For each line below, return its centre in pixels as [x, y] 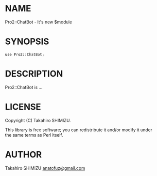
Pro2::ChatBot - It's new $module [39, 22]
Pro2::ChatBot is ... [24, 87]
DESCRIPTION [34, 74]
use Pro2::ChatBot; [25, 54]
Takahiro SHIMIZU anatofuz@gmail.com [45, 168]
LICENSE [23, 107]
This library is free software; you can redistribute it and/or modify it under [79, 130]
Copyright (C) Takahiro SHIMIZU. [38, 120]
